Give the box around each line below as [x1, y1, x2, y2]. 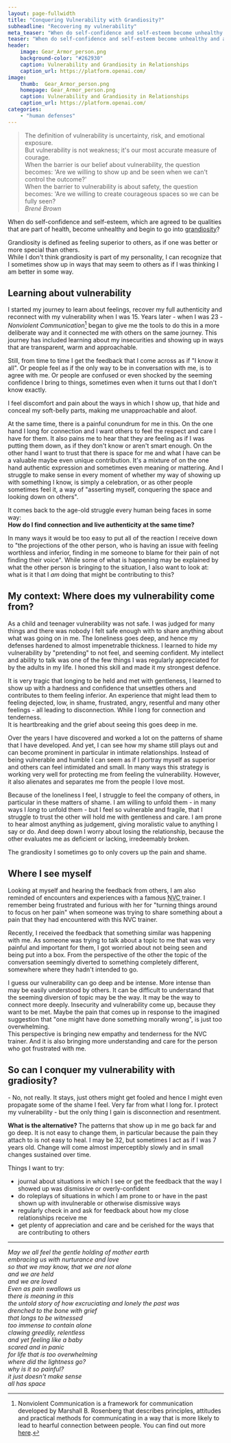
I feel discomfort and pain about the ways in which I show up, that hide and [8, 399, 220, 408]
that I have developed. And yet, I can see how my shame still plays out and [8, 740, 219, 749]
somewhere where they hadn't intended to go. [8, 965, 138, 973]
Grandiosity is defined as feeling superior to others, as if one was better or [8, 238, 218, 246]
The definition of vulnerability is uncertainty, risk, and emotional [24, 131, 205, 140]
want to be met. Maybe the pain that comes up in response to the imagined [8, 1008, 220, 1016]
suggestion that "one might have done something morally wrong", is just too [8, 1015, 222, 1023]
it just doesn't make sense [8, 1372, 82, 1380]
